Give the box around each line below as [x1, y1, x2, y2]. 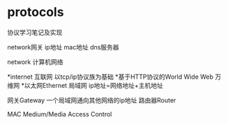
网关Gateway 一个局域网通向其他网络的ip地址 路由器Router [7, 95, 176, 104]
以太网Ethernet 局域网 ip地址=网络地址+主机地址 [24, 81, 164, 89]
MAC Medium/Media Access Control [7, 109, 112, 118]
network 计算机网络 [7, 57, 63, 66]
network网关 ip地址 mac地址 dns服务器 [7, 42, 120, 51]
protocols [7, 4, 64, 20]
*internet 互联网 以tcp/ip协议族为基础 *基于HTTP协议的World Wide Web [7, 72, 214, 81]
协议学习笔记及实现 [7, 28, 63, 36]
